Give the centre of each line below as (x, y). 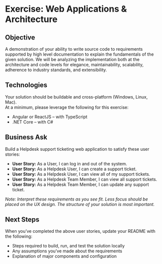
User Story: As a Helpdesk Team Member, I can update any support (81, 184)
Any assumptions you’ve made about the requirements (67, 251)
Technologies (26, 85)
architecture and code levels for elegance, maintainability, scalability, (74, 65)
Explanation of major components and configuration (64, 256)
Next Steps (22, 220)
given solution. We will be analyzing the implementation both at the (72, 59)
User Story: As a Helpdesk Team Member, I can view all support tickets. (85, 179)
